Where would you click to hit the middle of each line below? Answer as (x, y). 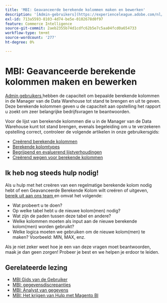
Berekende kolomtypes (36, 147)
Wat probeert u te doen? (37, 205)
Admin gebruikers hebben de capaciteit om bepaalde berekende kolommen (83, 96)
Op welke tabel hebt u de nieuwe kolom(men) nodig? (66, 210)
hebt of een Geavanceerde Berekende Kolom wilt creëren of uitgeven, (77, 190)
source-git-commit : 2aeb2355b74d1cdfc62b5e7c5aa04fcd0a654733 (71, 28)
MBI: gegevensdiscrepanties (42, 285)
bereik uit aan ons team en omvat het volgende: (54, 195)
